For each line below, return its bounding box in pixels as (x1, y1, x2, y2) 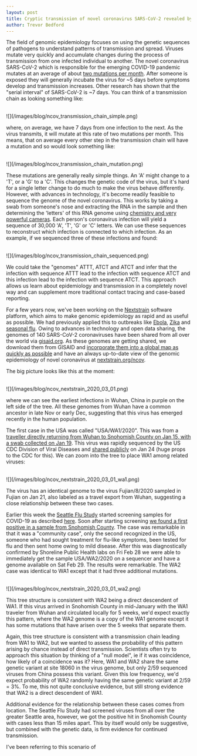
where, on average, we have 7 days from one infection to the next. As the (6, 124, 184, 131)
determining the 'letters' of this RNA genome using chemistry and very (6, 210, 177, 217)
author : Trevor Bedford (6, 22, 64, 28)
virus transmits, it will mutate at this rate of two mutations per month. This (6, 130, 184, 138)
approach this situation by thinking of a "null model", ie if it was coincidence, (6, 652, 191, 659)
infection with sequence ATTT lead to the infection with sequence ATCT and (6, 270, 191, 277)
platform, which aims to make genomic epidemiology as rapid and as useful (6, 313, 189, 320)
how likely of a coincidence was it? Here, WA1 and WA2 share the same (6, 658, 179, 665)
